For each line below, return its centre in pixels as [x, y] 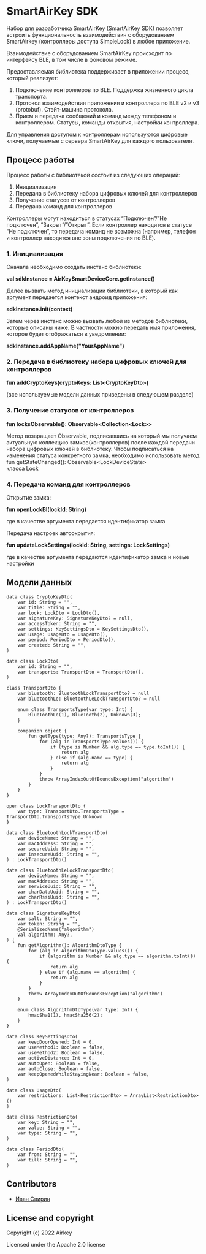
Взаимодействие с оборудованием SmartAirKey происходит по [89, 53]
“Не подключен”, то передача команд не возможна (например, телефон [101, 231]
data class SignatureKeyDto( [44, 913]
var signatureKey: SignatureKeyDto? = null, [75, 618]
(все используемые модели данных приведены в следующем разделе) [100, 395]
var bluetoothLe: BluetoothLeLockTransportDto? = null [89, 699]
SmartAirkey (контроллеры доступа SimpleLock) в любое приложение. [98, 41]
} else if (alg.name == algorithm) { [87, 972]
